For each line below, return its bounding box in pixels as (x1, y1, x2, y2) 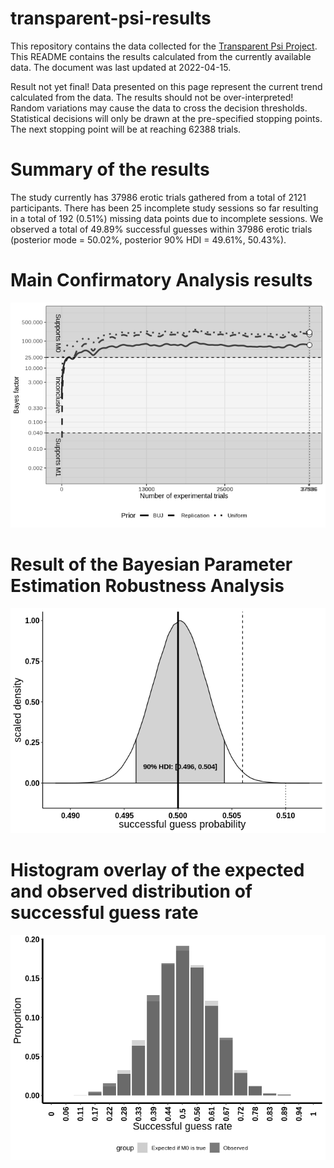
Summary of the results (10, 158, 210, 181)
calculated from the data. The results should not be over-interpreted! (10, 91, 294, 103)
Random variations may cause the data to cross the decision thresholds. (10, 102, 308, 114)
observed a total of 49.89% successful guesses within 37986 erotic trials (10, 223, 313, 235)
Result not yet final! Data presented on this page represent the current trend (10, 80, 323, 92)
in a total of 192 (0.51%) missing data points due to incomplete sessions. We (10, 212, 324, 224)
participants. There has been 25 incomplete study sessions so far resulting (10, 202, 319, 214)
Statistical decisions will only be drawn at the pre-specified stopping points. (10, 112, 323, 124)
